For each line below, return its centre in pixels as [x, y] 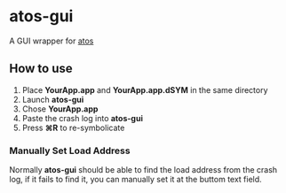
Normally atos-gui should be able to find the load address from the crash [143, 170]
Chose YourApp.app [60, 109]
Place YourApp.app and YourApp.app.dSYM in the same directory [145, 89]
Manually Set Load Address [70, 151]
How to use [41, 69]
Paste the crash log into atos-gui [83, 118]
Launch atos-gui [53, 99]
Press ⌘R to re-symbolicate [73, 127]
